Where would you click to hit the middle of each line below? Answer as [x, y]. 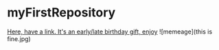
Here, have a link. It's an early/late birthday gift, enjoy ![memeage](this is [110, 32]
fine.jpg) [19, 38]
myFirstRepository [61, 13]
